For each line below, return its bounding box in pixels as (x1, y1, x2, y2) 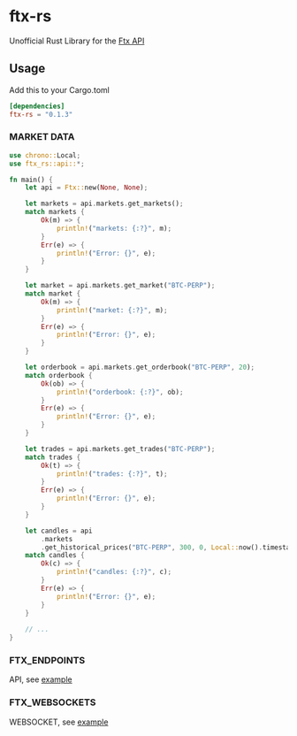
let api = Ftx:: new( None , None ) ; (25, 183, 148, 192)
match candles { (25, 551, 86, 560)
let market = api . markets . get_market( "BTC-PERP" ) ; (25, 281, 216, 290)
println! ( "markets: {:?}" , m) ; (56, 224, 172, 233)
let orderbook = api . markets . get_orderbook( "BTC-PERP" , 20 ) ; (25, 363, 255, 372)
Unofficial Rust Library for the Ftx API (9, 35, 145, 46)
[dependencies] (9, 102, 65, 111)
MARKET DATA (9, 131, 75, 143)
